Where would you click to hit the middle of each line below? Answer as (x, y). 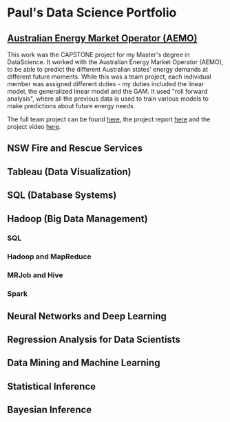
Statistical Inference (52, 386)
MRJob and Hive (35, 275)
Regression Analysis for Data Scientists (94, 340)
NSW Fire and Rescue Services (75, 149)
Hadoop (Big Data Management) (77, 219)
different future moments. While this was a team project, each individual (109, 77)
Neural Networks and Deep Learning (87, 316)
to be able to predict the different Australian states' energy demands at (108, 69)
